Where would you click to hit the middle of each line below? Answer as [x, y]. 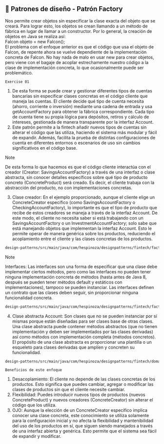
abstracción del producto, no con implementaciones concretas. [69, 188]
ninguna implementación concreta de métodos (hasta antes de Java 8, [76, 277]
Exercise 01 [17, 82]
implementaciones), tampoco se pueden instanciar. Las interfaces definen [80, 287]
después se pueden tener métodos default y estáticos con [64, 282]
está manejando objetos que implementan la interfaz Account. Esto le [82, 228]
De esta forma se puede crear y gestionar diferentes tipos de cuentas [82, 90]
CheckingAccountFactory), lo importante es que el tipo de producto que [84, 207]
